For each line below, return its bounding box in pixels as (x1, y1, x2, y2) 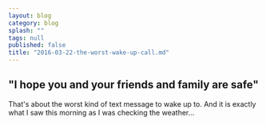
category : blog (8, 19, 59, 27)
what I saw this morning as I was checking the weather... (8, 107, 195, 117)
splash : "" (8, 26, 45, 34)
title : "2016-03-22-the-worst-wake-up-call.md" (8, 49, 170, 57)
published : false (8, 41, 66, 49)
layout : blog (8, 11, 52, 20)
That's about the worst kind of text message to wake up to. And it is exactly (8, 99, 256, 108)
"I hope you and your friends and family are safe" (8, 78, 260, 92)
